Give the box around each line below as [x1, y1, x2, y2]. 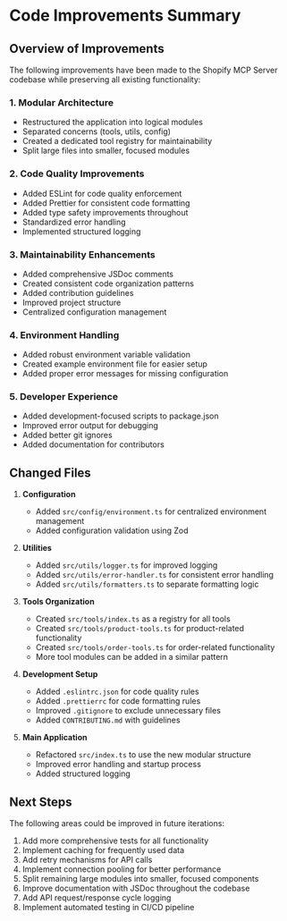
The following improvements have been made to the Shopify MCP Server [9, 64, 279, 75]
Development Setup [21, 669, 98, 680]
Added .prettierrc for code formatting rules [35, 696, 201, 706]
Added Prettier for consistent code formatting [21, 198, 190, 208]
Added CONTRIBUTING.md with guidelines [35, 714, 181, 725]
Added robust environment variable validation [21, 350, 190, 360]
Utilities [21, 543, 52, 553]
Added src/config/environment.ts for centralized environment [35, 506, 266, 517]
